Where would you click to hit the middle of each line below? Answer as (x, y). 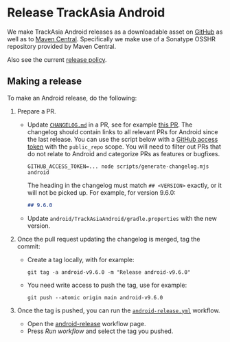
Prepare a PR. (36, 111)
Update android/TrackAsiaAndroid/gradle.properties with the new (122, 218)
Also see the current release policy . (57, 59)
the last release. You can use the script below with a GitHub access (123, 139)
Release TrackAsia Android (86, 13)
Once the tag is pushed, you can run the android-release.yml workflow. (118, 310)
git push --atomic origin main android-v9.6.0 (95, 297)
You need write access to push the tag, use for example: (107, 285)
